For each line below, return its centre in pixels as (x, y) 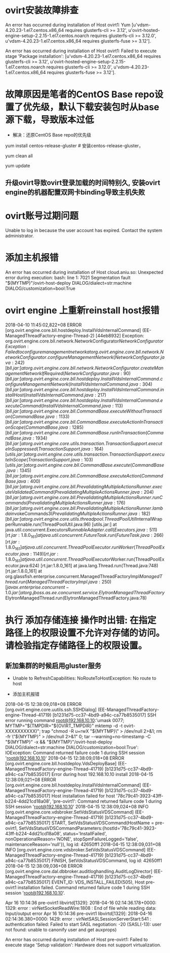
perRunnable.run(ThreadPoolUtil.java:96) (48, 524)
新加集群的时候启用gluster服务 (53, 666)
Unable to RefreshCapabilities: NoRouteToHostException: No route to (84, 678)
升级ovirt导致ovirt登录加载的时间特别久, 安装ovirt (83, 183)
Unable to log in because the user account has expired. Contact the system (84, 230)
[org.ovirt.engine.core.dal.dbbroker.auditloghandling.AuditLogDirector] (79, 871)
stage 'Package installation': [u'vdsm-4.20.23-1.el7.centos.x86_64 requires (83, 56)
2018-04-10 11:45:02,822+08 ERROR (44, 325)
